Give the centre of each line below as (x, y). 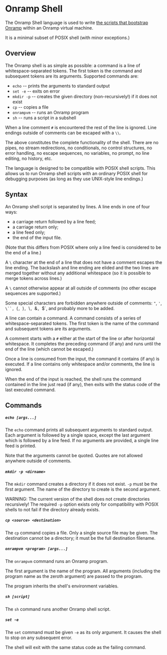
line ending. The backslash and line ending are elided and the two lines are (82, 267)
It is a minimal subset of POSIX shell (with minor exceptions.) (68, 38)
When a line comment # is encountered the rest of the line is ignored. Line (81, 127)
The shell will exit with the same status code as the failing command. (76, 647)
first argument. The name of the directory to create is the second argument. (83, 489)
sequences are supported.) (33, 293)
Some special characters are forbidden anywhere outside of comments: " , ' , (83, 303)
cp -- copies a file (30, 107)
